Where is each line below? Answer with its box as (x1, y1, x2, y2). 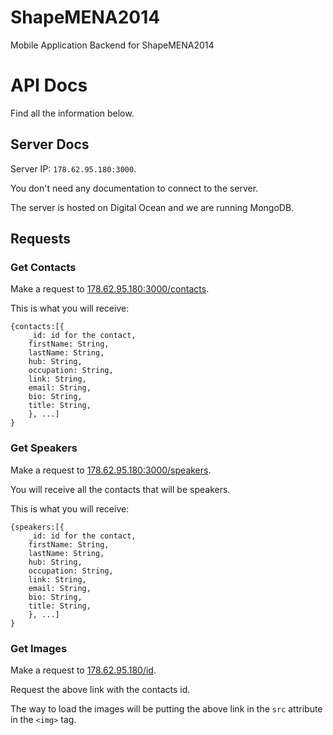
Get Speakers (10, 441, 78, 455)
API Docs (10, 74, 88, 97)
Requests (10, 231, 71, 248)
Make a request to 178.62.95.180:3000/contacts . (10, 283, 210, 295)
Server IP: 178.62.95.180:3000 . (10, 162, 137, 175)
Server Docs (10, 136, 90, 153)
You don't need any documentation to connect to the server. (10, 182, 259, 194)
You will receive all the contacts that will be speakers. (10, 483, 231, 495)
